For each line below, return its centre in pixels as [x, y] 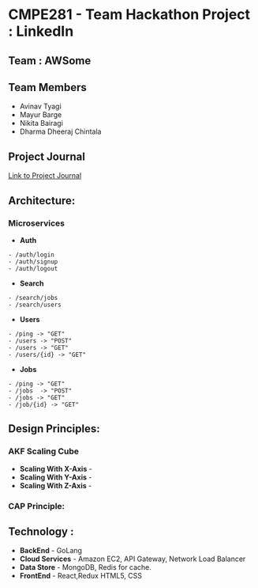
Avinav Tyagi [40, 106]
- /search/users [35, 305]
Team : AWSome [50, 61]
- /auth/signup [33, 262]
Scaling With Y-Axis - [56, 477]
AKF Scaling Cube [44, 451]
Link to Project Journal [45, 176]
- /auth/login [32, 255]
